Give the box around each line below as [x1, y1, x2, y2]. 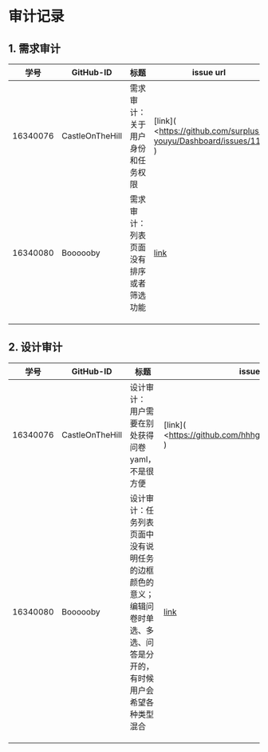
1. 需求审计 [8, 42, 61, 55]
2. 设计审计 [8, 341, 63, 354]
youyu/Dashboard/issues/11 [153, 135, 261, 146]
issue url [191, 67, 226, 78]
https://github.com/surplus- [159, 126, 265, 136]
